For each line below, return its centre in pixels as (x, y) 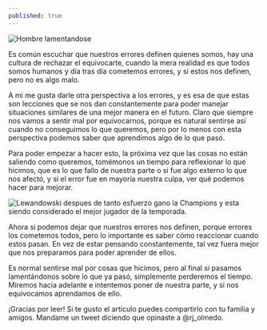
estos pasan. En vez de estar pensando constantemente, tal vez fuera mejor (133, 243)
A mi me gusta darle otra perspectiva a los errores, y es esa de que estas (129, 95)
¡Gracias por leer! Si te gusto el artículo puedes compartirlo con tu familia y (132, 308)
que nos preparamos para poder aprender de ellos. (93, 252)
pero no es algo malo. (44, 79)
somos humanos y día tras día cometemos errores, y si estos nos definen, (130, 71)
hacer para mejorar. (41, 187)
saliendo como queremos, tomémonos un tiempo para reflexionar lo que (127, 162)
